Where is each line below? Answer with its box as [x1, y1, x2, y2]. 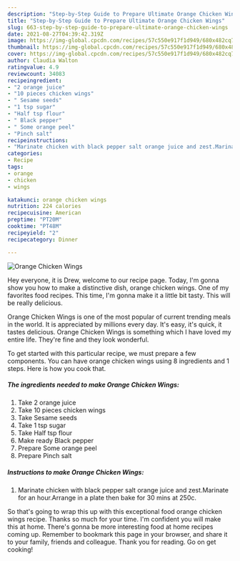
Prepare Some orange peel [17, 444, 98, 452]
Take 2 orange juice [17, 398, 76, 407]
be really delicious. [7, 298, 63, 307]
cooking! [7, 545, 34, 554]
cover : [7, 51, 27, 58]
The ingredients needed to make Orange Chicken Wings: [7, 380, 180, 389]
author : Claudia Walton [7, 57, 79, 64]
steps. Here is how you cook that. [7, 364, 106, 372]
